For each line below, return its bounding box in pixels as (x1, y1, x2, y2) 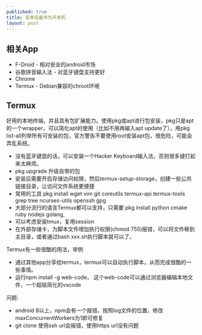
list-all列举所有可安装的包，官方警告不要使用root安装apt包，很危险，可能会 (6, 132, 192, 139)
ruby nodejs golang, (14, 211, 65, 218)
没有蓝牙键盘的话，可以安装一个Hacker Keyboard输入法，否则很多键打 (14, 152, 191, 160)
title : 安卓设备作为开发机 (6, 14, 66, 20)
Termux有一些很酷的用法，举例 (6, 246, 83, 253)
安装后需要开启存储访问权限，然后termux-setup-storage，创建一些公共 (14, 175, 192, 182)
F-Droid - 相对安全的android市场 (14, 61, 96, 68)
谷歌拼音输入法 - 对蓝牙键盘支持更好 (14, 69, 106, 76)
